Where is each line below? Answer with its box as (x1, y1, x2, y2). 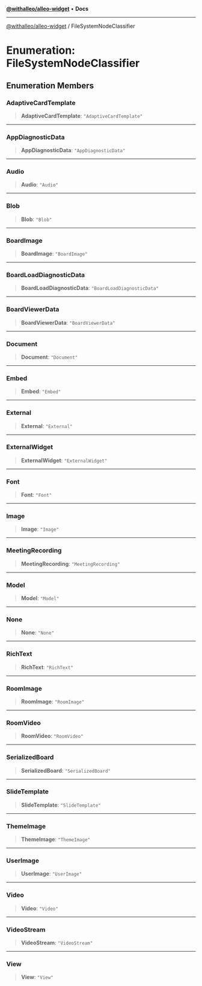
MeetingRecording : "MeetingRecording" (20, 560, 120, 567)
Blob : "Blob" (20, 216, 52, 223)
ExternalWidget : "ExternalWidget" (20, 456, 108, 464)
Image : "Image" (20, 525, 59, 533)
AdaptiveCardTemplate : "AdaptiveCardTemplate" (20, 112, 143, 120)
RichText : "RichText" (20, 664, 74, 671)
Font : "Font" (20, 491, 52, 499)
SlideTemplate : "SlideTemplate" (20, 801, 101, 808)
